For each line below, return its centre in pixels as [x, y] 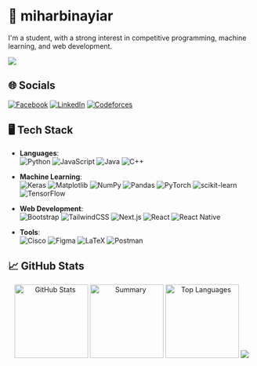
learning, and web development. [60, 46]
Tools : [30, 232]
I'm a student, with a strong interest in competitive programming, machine [127, 38]
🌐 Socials [32, 86]
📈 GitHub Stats [46, 266]
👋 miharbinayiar [61, 16]
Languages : [39, 153]
